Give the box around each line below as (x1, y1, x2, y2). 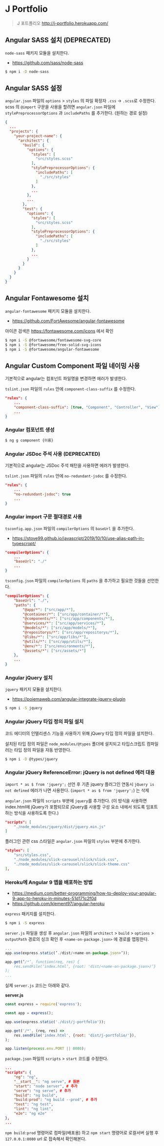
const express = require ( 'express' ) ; (5, 1002, 82, 1007)
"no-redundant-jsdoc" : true (14, 491, 71, 497)
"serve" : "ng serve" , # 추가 (14, 1088, 71, 1093)
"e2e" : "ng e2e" (14, 1111, 47, 1116)
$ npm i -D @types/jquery (5, 756, 58, 761)
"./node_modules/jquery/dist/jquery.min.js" (14, 824, 106, 829)
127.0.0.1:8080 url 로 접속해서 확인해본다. (5, 1136, 86, 1142)
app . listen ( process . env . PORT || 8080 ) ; (5, 1046, 86, 1051)
